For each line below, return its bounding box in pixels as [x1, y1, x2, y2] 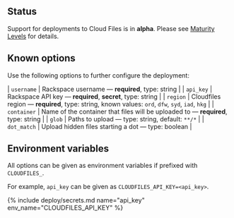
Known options [7, 52, 76, 64]
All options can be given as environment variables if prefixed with [7, 162, 198, 170]
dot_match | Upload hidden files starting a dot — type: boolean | [7, 122, 192, 131]
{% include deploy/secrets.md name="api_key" [7, 196, 145, 205]
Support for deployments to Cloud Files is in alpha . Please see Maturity [7, 24, 215, 32]
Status [7, 6, 37, 18]
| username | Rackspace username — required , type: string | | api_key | [7, 85, 213, 93]
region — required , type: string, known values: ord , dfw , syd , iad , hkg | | [7, 99, 214, 108]
